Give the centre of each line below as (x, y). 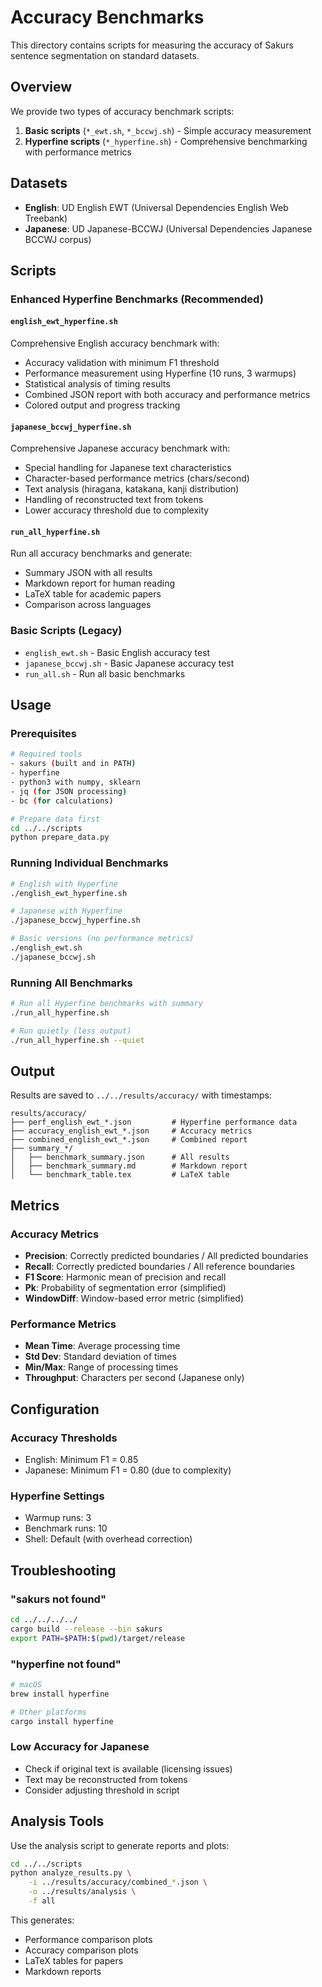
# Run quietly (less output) (71, 1031)
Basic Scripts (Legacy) (66, 631)
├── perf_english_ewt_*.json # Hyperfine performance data (154, 1122)
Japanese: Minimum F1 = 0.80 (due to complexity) (128, 1470)
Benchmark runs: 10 (66, 1528)
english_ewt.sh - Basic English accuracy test (117, 652)
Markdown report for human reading (99, 583)
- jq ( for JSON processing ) (69, 791)
